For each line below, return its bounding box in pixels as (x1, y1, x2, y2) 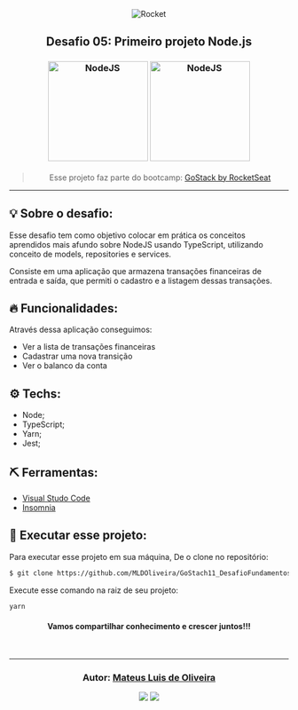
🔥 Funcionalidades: (9, 301, 118, 316)
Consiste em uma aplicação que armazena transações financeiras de (9, 265, 262, 276)
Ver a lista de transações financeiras (21, 342, 156, 352)
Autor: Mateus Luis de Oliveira (82, 671, 216, 683)
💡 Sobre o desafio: (9, 206, 114, 221)
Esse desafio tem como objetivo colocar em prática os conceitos (9, 230, 246, 241)
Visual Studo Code (21, 493, 90, 503)
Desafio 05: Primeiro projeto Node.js (45, 35, 253, 50)
